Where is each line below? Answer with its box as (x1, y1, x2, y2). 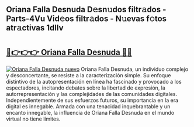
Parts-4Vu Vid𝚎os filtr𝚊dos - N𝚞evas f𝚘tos (6, 14, 167, 24)
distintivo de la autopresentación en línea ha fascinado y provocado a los (6, 78, 182, 85)
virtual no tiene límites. (6, 115, 61, 122)
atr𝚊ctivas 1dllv (6, 23, 64, 33)
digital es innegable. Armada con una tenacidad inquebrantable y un (6, 103, 171, 110)
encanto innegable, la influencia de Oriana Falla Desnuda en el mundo (6, 109, 175, 116)
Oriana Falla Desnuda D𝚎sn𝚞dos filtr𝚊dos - (6, 5, 167, 15)
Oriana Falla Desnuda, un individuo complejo (81, 66, 189, 73)
